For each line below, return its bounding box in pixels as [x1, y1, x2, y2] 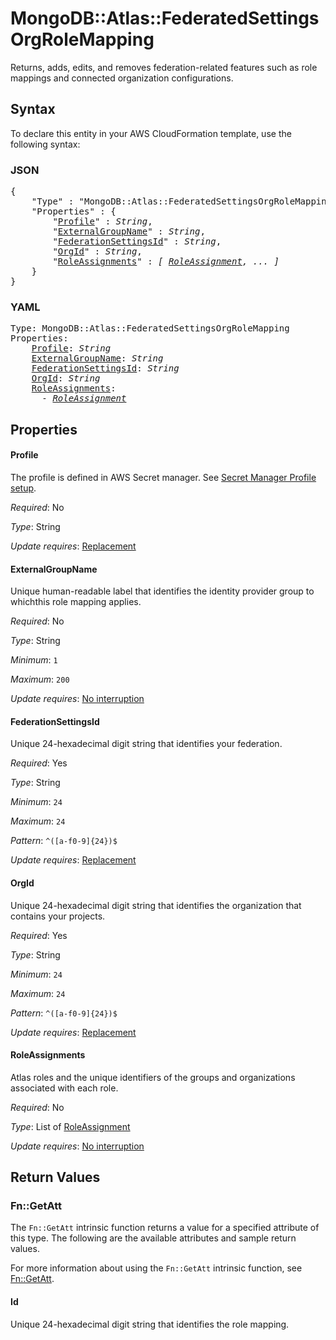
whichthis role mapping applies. [10, 596, 142, 608]
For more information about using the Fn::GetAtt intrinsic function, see [10, 1262, 303, 1274]
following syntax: [10, 138, 81, 150]
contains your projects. [10, 910, 106, 922]
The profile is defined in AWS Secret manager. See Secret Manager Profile [10, 471, 317, 483]
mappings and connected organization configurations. [10, 72, 234, 84]
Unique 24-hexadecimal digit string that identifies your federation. [10, 738, 283, 750]
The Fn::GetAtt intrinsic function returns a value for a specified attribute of [10, 1222, 320, 1234]
